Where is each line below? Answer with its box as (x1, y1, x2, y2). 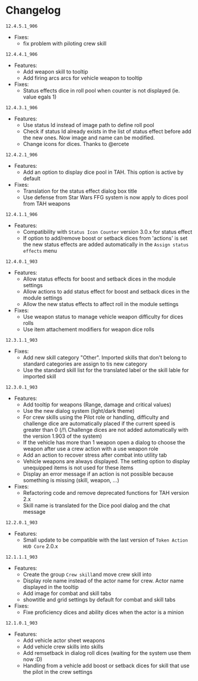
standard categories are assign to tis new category (23, 360, 148, 367)
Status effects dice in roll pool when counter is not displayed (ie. (23, 87, 180, 94)
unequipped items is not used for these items (23, 464, 134, 471)
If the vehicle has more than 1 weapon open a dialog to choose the (23, 438, 186, 445)
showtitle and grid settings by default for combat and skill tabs (23, 596, 176, 603)
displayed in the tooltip (23, 583, 79, 590)
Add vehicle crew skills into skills (23, 643, 104, 650)
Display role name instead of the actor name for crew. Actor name (23, 577, 184, 584)
